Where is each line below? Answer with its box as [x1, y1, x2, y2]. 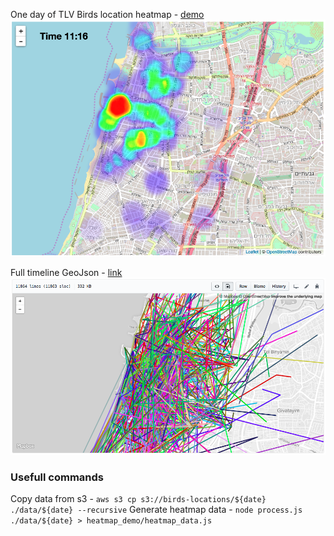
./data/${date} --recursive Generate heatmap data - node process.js [10, 504, 303, 516]
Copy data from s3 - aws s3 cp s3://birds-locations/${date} [10, 493, 267, 505]
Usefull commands [10, 470, 104, 484]
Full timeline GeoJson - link [10, 267, 123, 279]
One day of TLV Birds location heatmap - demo [10, 9, 205, 20]
